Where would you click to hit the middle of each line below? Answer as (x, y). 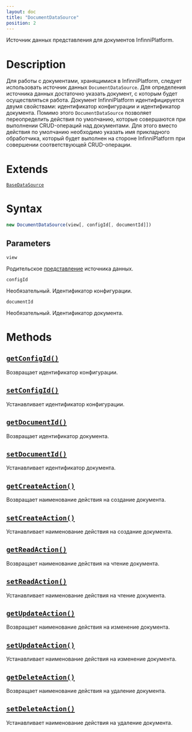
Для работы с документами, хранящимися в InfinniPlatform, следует (94, 81)
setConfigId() (32, 390)
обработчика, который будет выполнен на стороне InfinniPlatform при (96, 138)
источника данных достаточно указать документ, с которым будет (92, 94)
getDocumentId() (37, 422)
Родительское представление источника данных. (70, 269)
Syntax (24, 209)
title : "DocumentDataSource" (43, 17)
